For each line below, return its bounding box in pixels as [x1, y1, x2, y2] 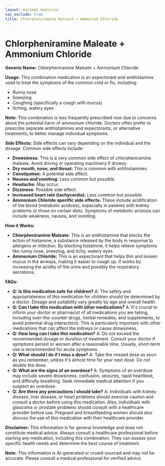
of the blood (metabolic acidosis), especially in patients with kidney [12, 202, 150, 208]
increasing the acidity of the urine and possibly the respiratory [12, 264, 139, 270]
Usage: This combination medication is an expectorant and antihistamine [5, 74, 154, 80]
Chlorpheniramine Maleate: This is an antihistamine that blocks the [12, 232, 151, 238]
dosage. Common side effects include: [5, 145, 84, 151]
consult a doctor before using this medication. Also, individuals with [12, 399, 151, 405]
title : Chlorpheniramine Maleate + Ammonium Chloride [5, 16, 119, 21]
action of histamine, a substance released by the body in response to [12, 238, 153, 244]
